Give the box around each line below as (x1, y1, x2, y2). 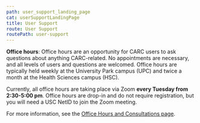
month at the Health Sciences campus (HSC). (6, 74, 120, 81)
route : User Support (6, 25, 59, 32)
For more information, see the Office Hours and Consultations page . (6, 110, 176, 118)
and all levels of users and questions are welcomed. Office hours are (6, 61, 177, 68)
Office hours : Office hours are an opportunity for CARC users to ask (6, 48, 176, 55)
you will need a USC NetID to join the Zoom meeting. (6, 98, 137, 106)
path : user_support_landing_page (6, 8, 91, 15)
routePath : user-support (6, 32, 69, 38)
